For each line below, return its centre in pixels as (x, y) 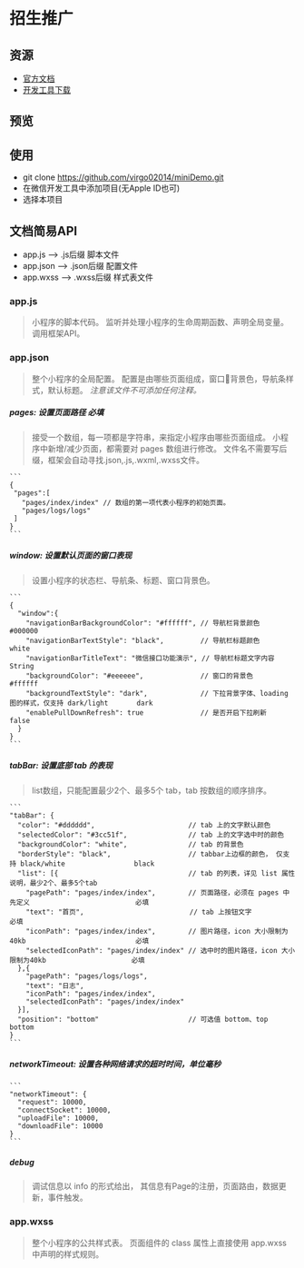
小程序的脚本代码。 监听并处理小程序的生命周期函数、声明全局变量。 (160, 322)
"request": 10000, (53, 1103)
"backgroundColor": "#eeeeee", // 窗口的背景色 (140, 676)
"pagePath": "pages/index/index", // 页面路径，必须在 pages (152, 892)
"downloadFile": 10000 (60, 1126)
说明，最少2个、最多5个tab (54, 883)
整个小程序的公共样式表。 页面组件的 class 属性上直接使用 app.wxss (159, 1243)
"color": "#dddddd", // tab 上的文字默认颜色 (144, 825)
